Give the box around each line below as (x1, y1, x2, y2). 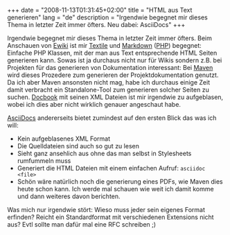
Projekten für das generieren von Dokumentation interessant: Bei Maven (7, 64, 213, 71)
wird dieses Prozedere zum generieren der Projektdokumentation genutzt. (7, 71, 219, 79)
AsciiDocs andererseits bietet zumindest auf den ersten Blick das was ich (7, 114, 217, 122)
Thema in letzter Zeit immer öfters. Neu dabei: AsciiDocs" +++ (7, 21, 186, 28)
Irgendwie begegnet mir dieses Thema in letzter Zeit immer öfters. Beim (7, 34, 213, 42)
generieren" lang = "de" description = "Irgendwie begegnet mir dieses (7, 13, 208, 21)
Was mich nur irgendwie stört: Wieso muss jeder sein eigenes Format (7, 206, 206, 214)
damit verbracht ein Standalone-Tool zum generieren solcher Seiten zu (7, 86, 209, 94)
